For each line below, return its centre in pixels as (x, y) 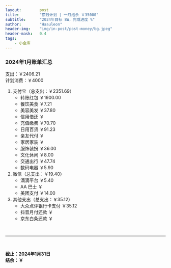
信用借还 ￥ (32, 117)
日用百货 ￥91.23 (38, 129)
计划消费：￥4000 (24, 81)
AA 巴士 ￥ (31, 187)
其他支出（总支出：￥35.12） (42, 200)
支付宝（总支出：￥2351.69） (44, 91)
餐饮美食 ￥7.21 (36, 104)
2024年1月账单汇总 (29, 62)
